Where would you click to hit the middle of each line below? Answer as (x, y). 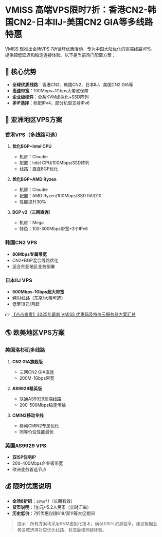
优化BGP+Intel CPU (32, 146)
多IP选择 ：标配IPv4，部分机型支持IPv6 (51, 103)
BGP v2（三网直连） (33, 212)
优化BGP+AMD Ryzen (34, 179)
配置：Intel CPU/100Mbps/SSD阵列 (54, 163)
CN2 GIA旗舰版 (27, 361)
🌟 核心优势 (21, 72)
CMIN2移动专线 (28, 415)
